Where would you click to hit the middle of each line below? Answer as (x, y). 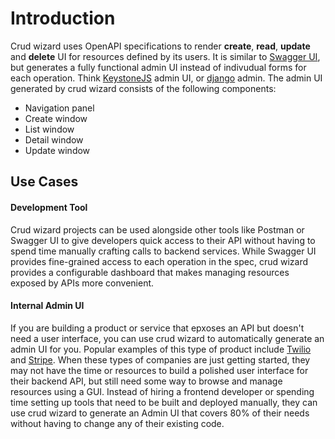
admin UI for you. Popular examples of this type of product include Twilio (161, 349)
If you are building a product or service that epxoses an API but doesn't (157, 328)
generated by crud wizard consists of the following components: (143, 88)
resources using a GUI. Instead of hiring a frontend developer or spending (162, 391)
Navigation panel (59, 108)
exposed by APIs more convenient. (82, 283)
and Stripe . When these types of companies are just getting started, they (160, 359)
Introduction (63, 18)
